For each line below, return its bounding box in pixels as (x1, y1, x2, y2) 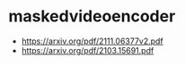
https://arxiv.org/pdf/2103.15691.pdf (21, 45, 154, 55)
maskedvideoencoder (8, 6, 176, 27)
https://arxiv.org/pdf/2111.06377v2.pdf (21, 36, 163, 46)
